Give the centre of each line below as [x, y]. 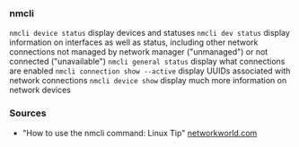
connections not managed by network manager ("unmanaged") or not [139, 52]
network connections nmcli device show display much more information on [148, 81]
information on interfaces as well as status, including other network [134, 42]
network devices [40, 90]
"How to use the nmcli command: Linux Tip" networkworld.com [140, 133]
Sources [28, 113]
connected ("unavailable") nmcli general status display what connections [147, 62]
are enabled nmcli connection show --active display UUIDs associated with [150, 71]
